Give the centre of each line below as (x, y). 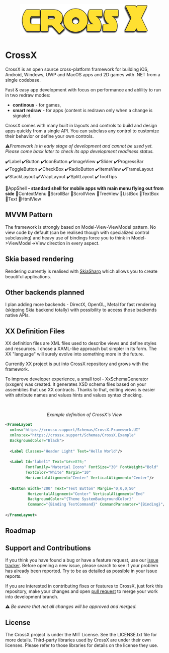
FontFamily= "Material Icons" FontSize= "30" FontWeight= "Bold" (92, 467)
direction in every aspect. (73, 243)
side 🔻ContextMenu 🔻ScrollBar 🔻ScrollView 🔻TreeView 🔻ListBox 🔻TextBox (82, 193)
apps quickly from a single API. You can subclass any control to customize (82, 131)
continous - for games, (37, 105)
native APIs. (18, 315)
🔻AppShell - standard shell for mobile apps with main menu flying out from (84, 188)
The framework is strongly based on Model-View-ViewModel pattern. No (81, 227)
